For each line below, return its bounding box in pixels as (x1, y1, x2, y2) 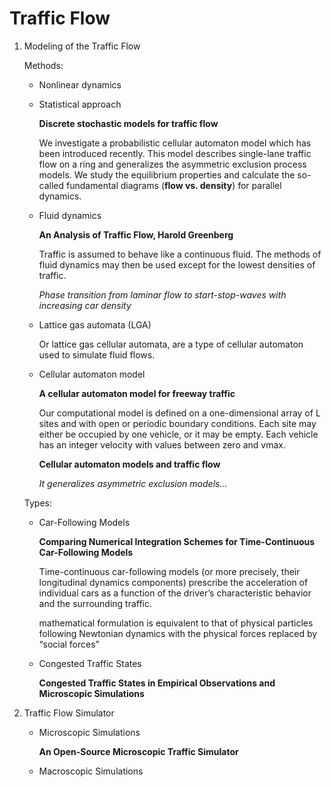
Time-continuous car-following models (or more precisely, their (38, 565, 301, 577)
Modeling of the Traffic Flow (23, 40, 141, 52)
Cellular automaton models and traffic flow (38, 458, 221, 470)
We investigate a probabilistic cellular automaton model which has (38, 137, 312, 149)
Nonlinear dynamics (38, 78, 122, 91)
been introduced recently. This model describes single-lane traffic (38, 147, 312, 159)
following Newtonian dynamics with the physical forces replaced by (38, 627, 318, 639)
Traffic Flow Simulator (23, 707, 115, 719)
